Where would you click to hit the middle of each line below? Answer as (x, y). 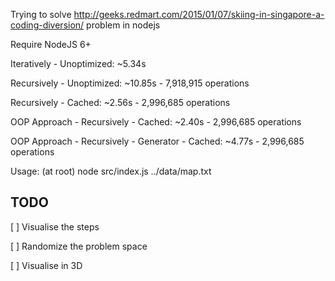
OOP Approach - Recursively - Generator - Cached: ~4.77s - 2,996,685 (157, 141)
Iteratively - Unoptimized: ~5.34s (78, 63)
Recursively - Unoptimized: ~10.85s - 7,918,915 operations (130, 83)
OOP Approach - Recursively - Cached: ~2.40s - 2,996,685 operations (156, 122)
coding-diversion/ (47, 25)
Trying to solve (41, 14)
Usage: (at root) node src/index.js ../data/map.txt (111, 171)
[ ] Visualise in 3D (46, 265)
